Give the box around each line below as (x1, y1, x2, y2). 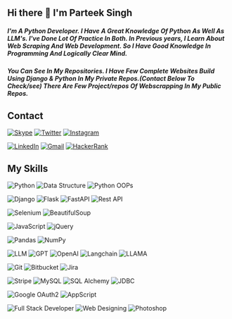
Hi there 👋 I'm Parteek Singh (7, 7, 133, 19)
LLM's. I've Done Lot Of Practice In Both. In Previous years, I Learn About (7, 34, 225, 42)
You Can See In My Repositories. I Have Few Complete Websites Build (7, 67, 215, 75)
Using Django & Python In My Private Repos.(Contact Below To (7, 75, 195, 83)
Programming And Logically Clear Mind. (7, 49, 128, 57)
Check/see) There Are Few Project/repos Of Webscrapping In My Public (7, 82, 221, 90)
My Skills (7, 163, 49, 175)
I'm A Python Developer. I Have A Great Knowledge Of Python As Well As (7, 26, 225, 35)
